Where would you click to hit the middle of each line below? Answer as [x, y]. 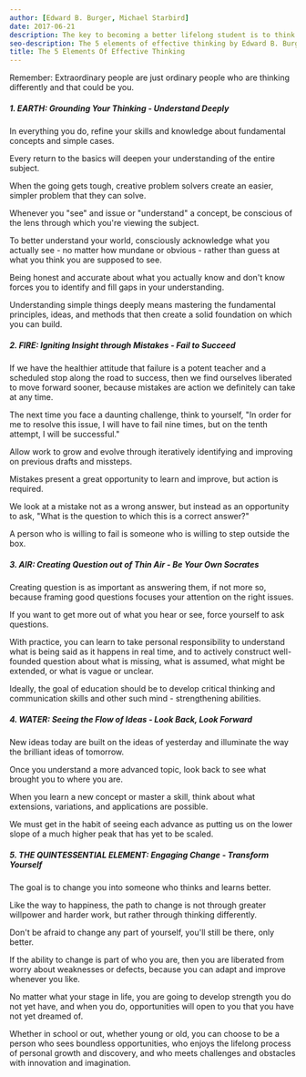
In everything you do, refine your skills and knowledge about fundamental [148, 131]
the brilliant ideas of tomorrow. [67, 752]
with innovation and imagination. [70, 1062]
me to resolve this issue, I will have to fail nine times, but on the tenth [139, 425]
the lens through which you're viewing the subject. [104, 223]
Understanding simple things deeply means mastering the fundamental [143, 305]
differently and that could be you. [72, 87]
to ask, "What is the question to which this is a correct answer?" [129, 517]
